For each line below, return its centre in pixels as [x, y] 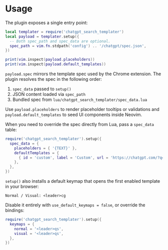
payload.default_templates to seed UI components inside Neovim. [74, 115]
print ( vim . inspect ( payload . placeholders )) [50, 60]
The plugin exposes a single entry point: [46, 23]
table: [11, 130]
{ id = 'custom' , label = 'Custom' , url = [63, 158]
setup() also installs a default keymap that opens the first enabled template [83, 181]
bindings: [15, 210]
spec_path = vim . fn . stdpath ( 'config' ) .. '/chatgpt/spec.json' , [78, 46]
